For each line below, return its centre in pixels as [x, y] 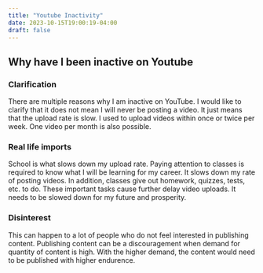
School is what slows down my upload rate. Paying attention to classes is [126, 164]
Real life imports [40, 146]
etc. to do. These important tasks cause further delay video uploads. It [122, 189]
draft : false [29, 30]
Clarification [33, 84]
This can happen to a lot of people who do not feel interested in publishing [128, 235]
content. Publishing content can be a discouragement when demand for [124, 243]
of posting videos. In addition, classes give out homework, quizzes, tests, [127, 181]
